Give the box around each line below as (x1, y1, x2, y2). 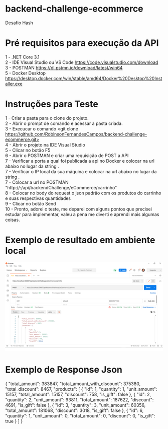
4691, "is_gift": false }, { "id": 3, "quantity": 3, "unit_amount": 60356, (5, 402, 146, 408)
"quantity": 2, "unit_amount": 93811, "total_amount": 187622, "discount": (5, 397, 154, 403)
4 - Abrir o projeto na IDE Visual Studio (5, 141, 85, 148)
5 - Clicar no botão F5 (5, 147, 51, 153)
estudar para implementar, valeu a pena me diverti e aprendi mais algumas (5, 211, 159, 217)
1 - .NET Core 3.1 (5, 54, 40, 60)
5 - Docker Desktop (5, 70, 46, 76)
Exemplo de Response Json (5, 364, 123, 376)
